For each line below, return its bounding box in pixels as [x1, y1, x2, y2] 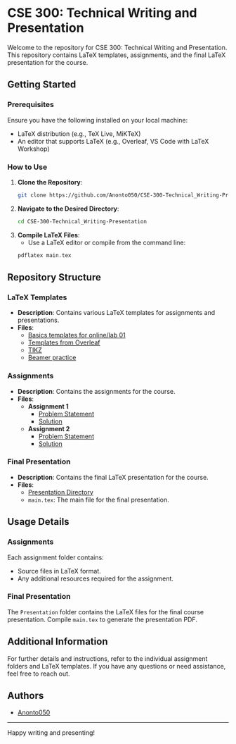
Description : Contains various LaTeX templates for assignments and [17, 309, 216, 317]
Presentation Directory [27, 488, 93, 496]
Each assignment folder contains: [7, 553, 104, 562]
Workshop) [17, 144, 51, 153]
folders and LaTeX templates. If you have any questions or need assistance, [7, 662, 226, 670]
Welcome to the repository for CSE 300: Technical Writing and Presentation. [7, 43, 228, 51]
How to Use [7, 162, 48, 172]
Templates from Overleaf [27, 338, 100, 347]
